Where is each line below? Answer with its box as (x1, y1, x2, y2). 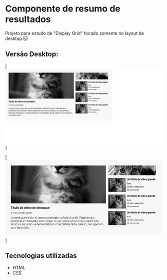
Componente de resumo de (5, 3, 121, 14)
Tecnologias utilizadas (5, 251, 77, 260)
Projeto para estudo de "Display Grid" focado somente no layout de (5, 30, 144, 36)
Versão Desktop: (5, 50, 58, 58)
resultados (5, 13, 51, 25)
